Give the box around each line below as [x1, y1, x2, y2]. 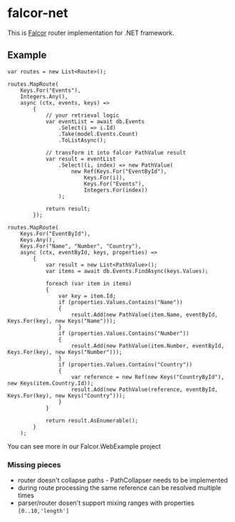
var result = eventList [45, 155, 116, 162]
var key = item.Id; [58, 292, 116, 300]
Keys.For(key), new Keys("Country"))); [7, 392, 126, 400]
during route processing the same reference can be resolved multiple [17, 484, 221, 492]
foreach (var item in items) [45, 280, 132, 287]
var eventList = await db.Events [45, 118, 145, 125]
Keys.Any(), [20, 236, 56, 244]
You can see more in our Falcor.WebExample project [7, 442, 162, 450]
